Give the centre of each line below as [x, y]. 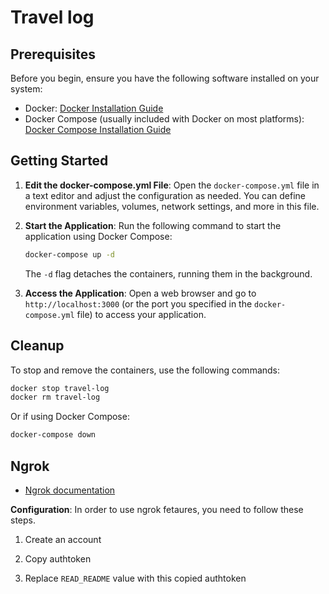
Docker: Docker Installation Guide [94, 108]
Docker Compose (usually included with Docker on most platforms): [164, 119]
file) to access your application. [141, 314]
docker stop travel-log [60, 388]
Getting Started [59, 161]
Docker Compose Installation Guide [98, 129]
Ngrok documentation [70, 490]
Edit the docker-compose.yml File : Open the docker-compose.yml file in [172, 185]
